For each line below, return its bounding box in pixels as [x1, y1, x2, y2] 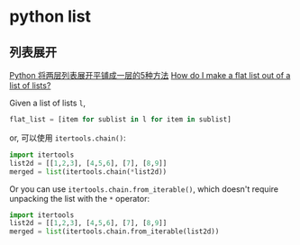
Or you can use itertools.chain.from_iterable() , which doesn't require [9, 183, 279, 195]
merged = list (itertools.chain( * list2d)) [9, 167, 168, 177]
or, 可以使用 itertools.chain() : [9, 132, 126, 143]
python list [9, 6, 92, 27]
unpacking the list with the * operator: [9, 193, 150, 204]
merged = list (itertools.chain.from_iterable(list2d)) [9, 227, 220, 236]
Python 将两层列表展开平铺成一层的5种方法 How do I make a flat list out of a [9, 70, 291, 80]
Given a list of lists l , [9, 97, 86, 108]
